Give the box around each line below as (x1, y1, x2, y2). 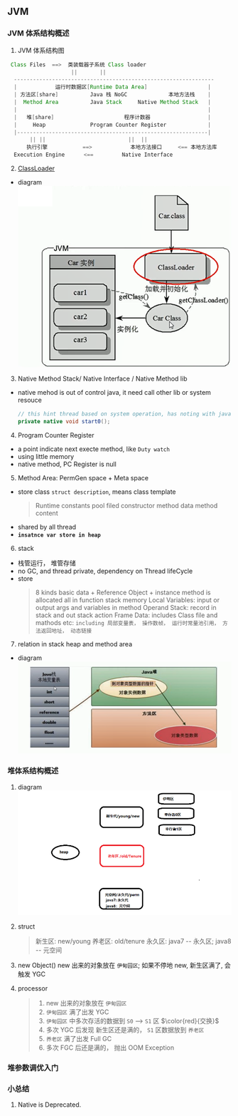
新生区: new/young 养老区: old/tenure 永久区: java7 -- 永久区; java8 (35, 937, 232, 946)
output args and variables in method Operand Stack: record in (35, 603, 217, 611)
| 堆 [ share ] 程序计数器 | (13, 113, 211, 120)
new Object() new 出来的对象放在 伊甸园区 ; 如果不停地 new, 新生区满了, (17, 961, 223, 970)
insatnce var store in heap (17, 531, 101, 539)
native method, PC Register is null (17, 460, 117, 468)
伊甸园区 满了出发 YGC (45, 1008, 109, 1016)
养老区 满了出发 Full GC (45, 1035, 112, 1043)
